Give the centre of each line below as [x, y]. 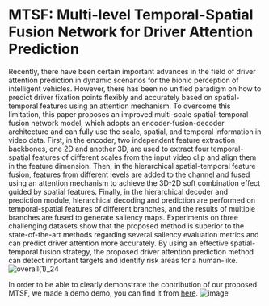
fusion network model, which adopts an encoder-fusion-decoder [116, 123]
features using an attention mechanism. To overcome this [135, 106]
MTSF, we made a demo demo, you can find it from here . [103, 293]
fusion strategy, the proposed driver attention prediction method [147, 251]
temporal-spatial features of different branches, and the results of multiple [132, 208]
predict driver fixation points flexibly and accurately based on [111, 97]
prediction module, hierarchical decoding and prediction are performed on [132, 200]
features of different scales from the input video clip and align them [144, 157]
